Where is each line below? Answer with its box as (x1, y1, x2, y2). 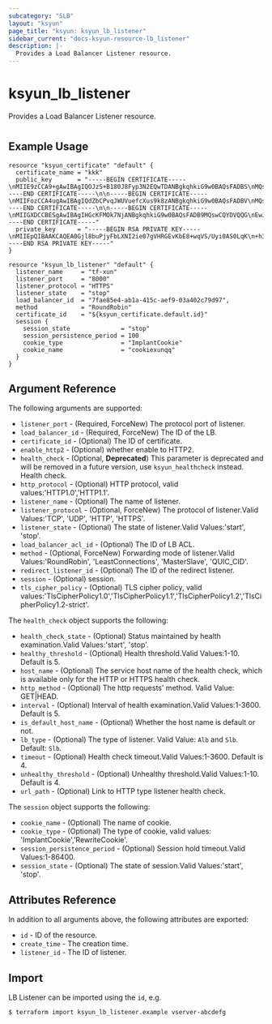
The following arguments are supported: (8, 403, 143, 413)
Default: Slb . (19, 743, 62, 753)
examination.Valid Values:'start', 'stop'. (19, 640, 149, 649)
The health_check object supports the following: (8, 615, 168, 625)
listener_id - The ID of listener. (19, 948, 127, 958)
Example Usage (8, 139, 89, 154)
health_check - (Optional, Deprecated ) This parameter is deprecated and (19, 453, 264, 463)
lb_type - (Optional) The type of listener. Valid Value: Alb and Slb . (19, 735, 239, 744)
